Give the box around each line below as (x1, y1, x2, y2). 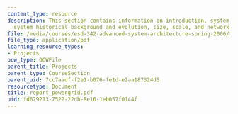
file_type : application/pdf (7, 37, 91, 44)
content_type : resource (7, 10, 78, 18)
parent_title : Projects (7, 63, 78, 70)
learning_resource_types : (7, 43, 84, 50)
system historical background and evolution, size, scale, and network (13, 23, 230, 30)
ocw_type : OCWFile (7, 57, 62, 64)
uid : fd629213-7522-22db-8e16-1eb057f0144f (7, 96, 138, 103)
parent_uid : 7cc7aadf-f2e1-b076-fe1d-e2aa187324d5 (7, 76, 160, 84)
